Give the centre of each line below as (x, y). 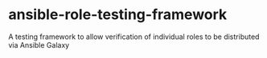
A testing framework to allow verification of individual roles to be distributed (134, 37)
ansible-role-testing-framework (118, 15)
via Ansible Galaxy (39, 44)
